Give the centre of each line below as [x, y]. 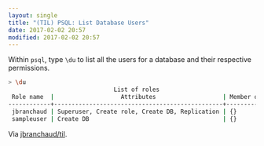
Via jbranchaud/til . [38, 133]
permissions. [29, 68]
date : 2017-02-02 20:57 [47, 30]
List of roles [136, 90]
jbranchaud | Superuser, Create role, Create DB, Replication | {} [124, 111]
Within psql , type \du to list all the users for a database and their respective [130, 60]
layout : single [33, 15]
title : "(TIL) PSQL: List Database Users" [79, 23]
